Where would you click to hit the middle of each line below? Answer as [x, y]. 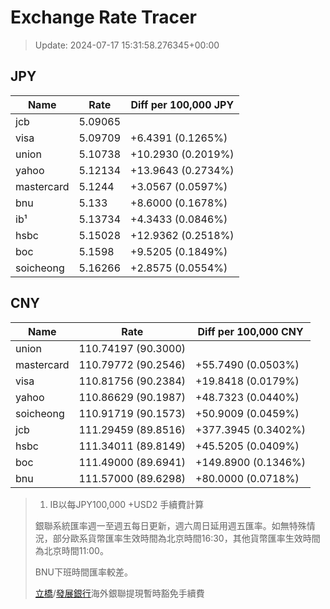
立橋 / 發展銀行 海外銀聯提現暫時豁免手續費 [119, 593]
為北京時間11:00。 [71, 550]
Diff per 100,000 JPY [182, 104]
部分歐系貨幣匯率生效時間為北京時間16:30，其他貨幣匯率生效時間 [186, 538]
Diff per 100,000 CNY [250, 331]
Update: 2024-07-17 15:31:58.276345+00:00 [127, 45]
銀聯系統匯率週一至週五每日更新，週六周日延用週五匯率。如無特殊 [170, 525]
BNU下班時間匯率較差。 [83, 572]
